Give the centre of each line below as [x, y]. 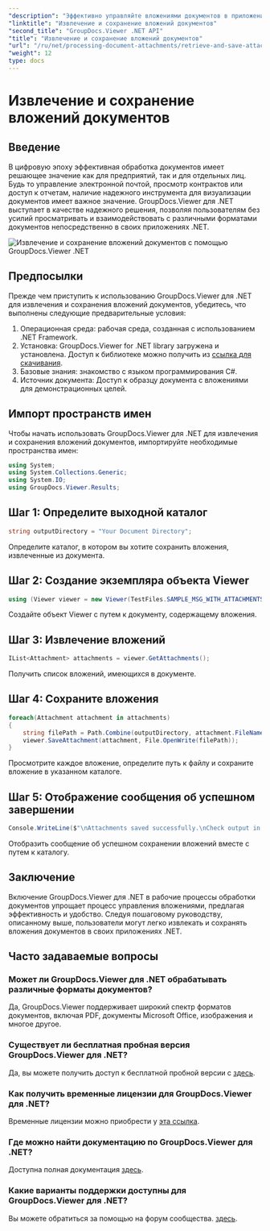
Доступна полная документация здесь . [76, 1170]
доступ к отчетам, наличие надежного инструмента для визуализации [130, 192]
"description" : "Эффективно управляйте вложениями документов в [118, 16]
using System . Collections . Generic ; [68, 472]
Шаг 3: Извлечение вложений [87, 640]
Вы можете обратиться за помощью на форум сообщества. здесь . [123, 1218]
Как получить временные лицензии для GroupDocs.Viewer [130, 1093]
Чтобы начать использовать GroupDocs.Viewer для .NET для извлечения [133, 433]
